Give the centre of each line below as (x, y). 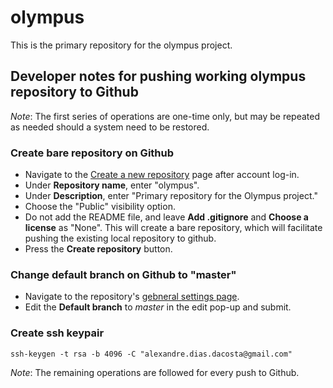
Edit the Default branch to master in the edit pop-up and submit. (158, 307)
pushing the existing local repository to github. (120, 238)
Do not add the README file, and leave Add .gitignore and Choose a (166, 217)
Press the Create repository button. (98, 249)
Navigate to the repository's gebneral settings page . (132, 297)
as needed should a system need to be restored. (110, 127)
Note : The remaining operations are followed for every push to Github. (155, 372)
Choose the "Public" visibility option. (100, 207)
